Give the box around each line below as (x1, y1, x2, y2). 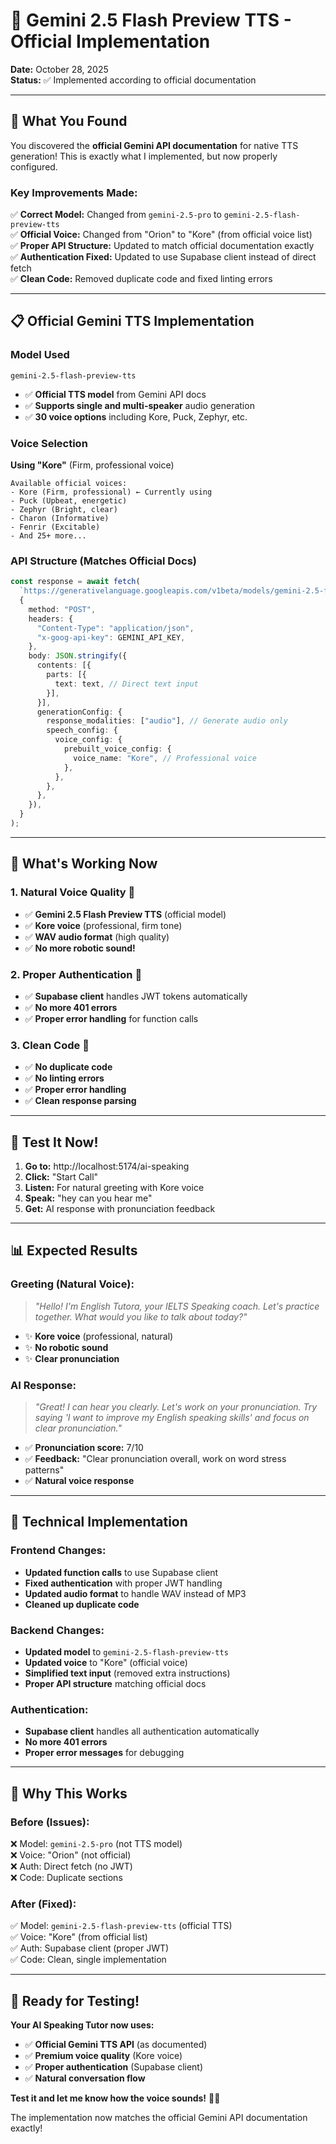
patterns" (24, 1464, 65, 1476)
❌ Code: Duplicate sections (10, 1872, 123, 1883)
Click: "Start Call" (24, 1171, 99, 1183)
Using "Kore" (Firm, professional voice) (10, 459, 175, 471)
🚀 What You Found (10, 113, 128, 130)
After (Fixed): (10, 1897, 77, 1911)
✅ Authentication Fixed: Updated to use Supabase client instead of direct (10, 251, 317, 263)
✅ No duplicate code (24, 1061, 113, 1073)
